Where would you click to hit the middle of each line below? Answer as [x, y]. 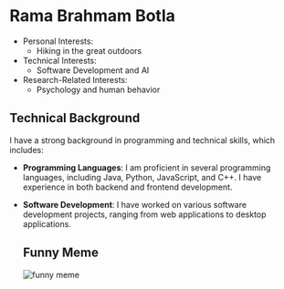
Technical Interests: [60, 60]
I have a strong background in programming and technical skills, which [142, 140]
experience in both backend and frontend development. [127, 187]
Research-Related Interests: [75, 79]
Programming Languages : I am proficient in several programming [147, 167]
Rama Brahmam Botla [93, 16]
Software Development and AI [93, 70]
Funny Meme [60, 253]
